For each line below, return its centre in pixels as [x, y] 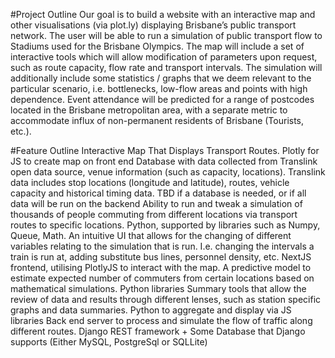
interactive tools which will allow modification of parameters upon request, [164, 57]
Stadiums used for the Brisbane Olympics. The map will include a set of [157, 46]
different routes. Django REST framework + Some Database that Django [158, 331]
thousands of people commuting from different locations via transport [154, 214]
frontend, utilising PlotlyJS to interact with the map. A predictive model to [161, 267]
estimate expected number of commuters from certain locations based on [162, 278]
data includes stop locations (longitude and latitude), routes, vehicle [150, 182]
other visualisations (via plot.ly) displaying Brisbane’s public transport [153, 25]
